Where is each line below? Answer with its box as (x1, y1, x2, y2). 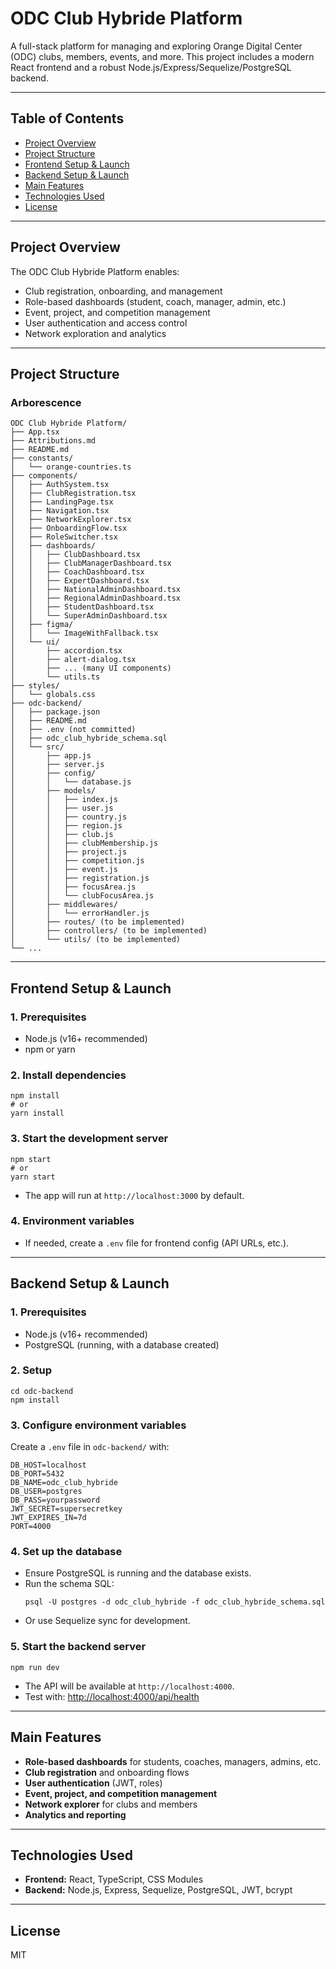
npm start (10, 1154, 52, 1164)
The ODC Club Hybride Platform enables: (10, 265, 180, 277)
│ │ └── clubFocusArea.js (10, 891, 155, 901)
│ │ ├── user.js (10, 803, 114, 814)
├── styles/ (10, 681, 60, 691)
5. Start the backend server (10, 1640, 147, 1654)
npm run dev (10, 1662, 60, 1672)
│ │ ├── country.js (10, 812, 128, 822)
